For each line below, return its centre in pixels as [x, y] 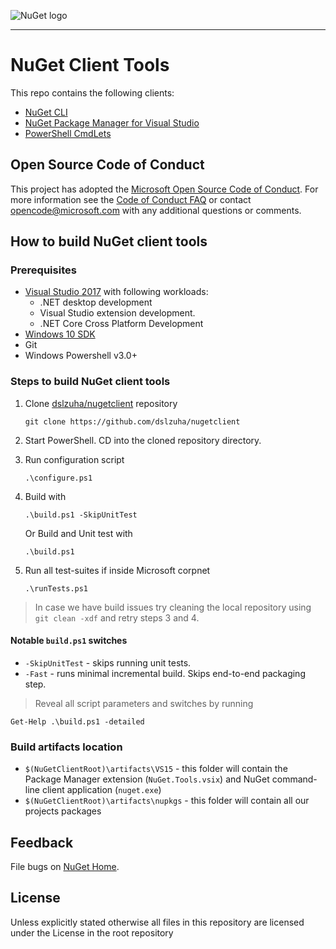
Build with [45, 496]
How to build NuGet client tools [109, 241]
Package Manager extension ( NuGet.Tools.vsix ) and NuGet [147, 779]
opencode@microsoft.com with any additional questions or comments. [156, 210]
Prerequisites [43, 270]
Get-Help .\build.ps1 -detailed [77, 721]
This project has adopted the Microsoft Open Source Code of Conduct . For [164, 189]
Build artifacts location [66, 747]
